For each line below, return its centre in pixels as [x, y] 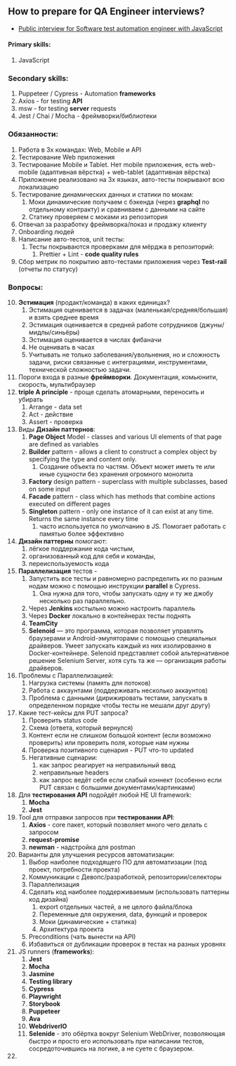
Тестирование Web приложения [66, 157]
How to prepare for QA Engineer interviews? [106, 12]
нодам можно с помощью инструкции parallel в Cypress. [114, 586]
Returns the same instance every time [84, 518]
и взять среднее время [64, 317]
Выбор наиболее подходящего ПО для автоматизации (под [118, 862]
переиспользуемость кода [69, 563]
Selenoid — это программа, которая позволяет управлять [116, 631]
